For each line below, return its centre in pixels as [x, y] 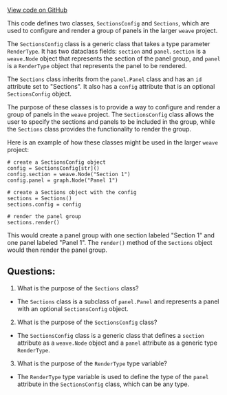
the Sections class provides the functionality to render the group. [99, 129]
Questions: [31, 271]
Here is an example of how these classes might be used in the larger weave [113, 142]
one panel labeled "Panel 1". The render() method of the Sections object [110, 243]
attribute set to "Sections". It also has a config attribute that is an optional [111, 86]
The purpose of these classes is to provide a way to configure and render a [114, 107]
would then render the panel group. [57, 250]
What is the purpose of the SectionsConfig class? [87, 322]
